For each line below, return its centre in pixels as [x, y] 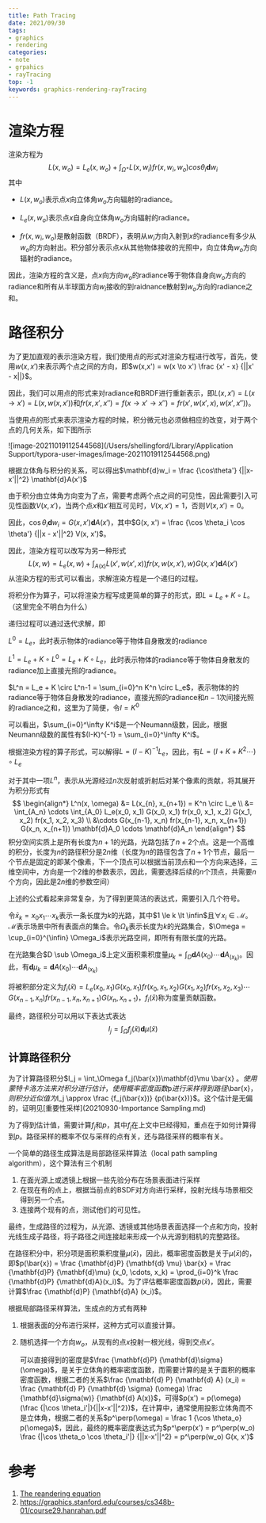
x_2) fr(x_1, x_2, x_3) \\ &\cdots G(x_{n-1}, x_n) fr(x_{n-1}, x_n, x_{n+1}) [133, 820]
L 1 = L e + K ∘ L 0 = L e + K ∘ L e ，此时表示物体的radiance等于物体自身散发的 [129, 660]
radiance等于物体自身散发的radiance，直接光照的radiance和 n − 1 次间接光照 [131, 698]
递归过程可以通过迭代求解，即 [57, 624]
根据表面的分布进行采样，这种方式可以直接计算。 [99, 1325]
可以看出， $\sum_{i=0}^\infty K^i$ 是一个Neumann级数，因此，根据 [118, 724]
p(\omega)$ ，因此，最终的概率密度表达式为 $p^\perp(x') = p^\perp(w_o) [137, 1428]
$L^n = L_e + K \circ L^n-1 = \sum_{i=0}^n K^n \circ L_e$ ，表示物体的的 [124, 687]
